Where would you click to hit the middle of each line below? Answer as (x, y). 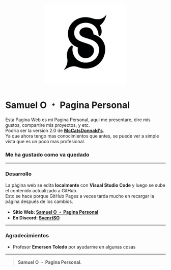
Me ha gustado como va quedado (47, 154)
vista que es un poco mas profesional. (45, 141)
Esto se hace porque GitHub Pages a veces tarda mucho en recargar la (80, 196)
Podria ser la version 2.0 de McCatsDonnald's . (55, 130)
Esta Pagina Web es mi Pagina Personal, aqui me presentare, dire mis (78, 120)
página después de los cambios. (39, 201)
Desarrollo (19, 174)
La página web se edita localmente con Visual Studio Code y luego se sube (85, 185)
